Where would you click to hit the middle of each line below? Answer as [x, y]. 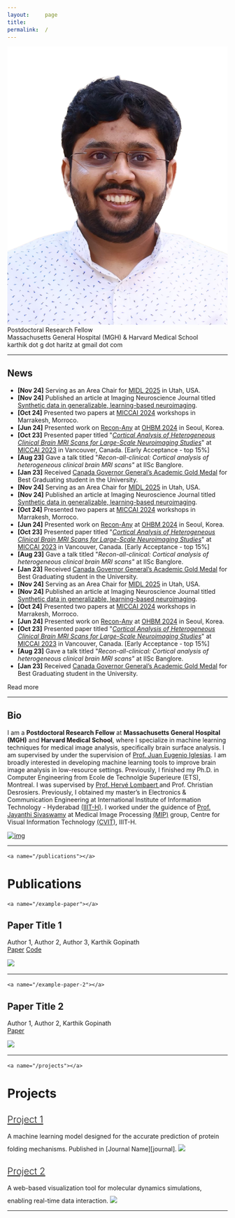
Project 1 [26, 1119]
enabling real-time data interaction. [58, 1200]
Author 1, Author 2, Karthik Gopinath [59, 1023]
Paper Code [24, 949]
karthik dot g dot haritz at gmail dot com [65, 344]
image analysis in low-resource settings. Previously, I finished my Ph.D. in [113, 770]
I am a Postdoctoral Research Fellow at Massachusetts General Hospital [114, 732]
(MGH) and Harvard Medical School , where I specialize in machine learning [117, 740]
